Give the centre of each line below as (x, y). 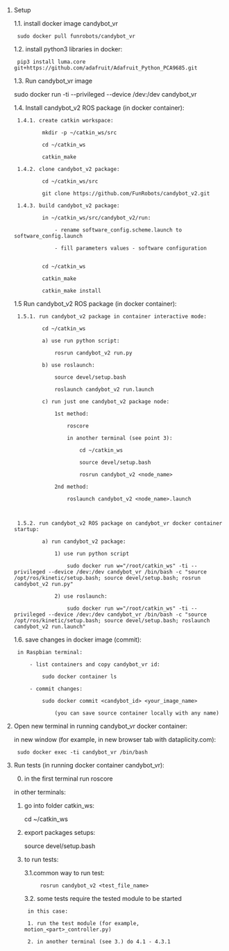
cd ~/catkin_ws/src (70, 181)
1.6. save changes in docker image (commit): (78, 640)
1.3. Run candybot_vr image (53, 81)
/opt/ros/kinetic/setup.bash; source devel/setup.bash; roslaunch (112, 621)
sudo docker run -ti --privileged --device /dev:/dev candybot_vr (105, 94)
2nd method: (71, 487)
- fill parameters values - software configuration (130, 248)
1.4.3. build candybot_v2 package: (68, 206)
